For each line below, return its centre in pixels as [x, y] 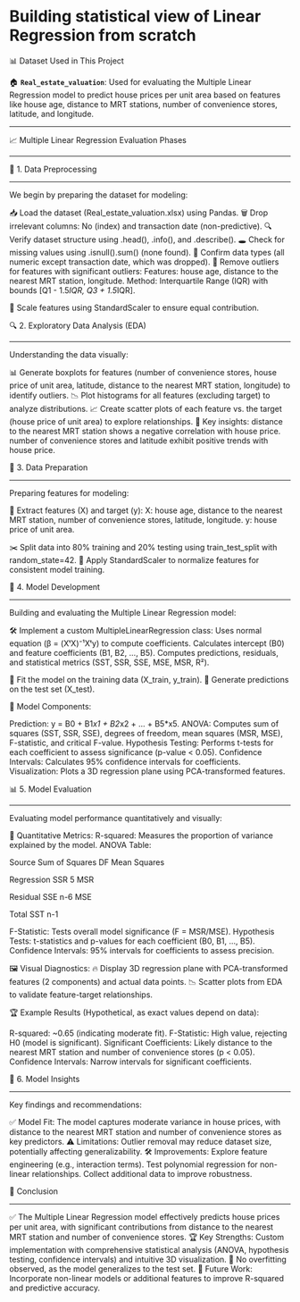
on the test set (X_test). [52, 689]
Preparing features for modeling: [69, 492]
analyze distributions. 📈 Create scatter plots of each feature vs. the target [146, 408]
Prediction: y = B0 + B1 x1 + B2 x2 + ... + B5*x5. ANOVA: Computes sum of [144, 723]
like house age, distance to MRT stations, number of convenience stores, [144, 104]
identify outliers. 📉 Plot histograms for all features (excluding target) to [140, 395]
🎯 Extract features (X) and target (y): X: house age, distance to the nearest [146, 510]
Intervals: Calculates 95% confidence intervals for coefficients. [125, 761]
